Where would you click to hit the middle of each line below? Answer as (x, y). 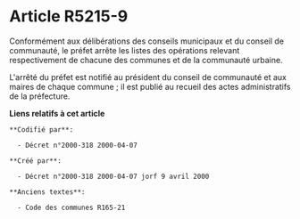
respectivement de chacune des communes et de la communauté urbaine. (146, 60)
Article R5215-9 (69, 16)
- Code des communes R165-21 (71, 207)
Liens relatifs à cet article (57, 113)
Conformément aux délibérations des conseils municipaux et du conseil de (146, 41)
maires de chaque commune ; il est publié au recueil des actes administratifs (150, 86)
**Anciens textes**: (48, 192)
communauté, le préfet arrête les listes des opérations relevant (125, 50)
